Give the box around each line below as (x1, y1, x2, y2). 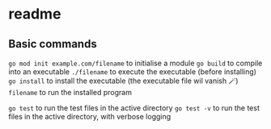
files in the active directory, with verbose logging (8, 112, 171, 121)
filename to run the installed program (8, 88, 132, 97)
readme (8, 5, 61, 23)
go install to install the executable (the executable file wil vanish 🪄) (8, 76, 239, 85)
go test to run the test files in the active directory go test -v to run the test (8, 103, 260, 113)
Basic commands (8, 37, 97, 51)
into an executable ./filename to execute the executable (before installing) (8, 67, 257, 77)
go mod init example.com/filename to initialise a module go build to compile (8, 58, 263, 68)
